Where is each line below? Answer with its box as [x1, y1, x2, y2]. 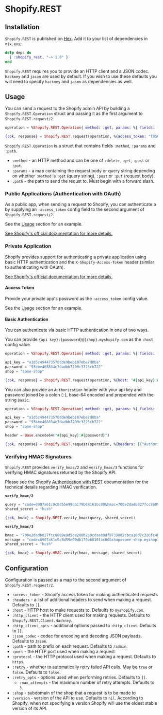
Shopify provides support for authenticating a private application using [5, 254, 147, 260]
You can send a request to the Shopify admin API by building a [5, 106, 130, 112]
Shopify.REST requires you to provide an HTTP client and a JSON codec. [5, 68, 149, 74]
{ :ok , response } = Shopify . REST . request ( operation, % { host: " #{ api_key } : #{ [5, 377, 162, 383]
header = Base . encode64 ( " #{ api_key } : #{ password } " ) [5, 433, 110, 438]
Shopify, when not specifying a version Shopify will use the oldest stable [12, 700, 158, 706]
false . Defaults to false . [12, 669, 61, 675]
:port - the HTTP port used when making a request [12, 649, 115, 655]
